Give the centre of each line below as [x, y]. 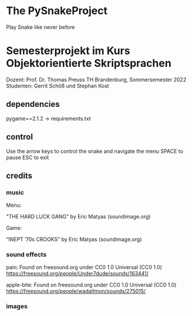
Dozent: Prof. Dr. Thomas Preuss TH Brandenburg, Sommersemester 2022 [96, 79]
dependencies [33, 104]
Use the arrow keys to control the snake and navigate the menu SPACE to [95, 151]
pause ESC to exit [28, 157]
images [17, 307]
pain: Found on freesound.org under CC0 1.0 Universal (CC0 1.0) [84, 267]
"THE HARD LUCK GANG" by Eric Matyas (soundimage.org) [78, 217]
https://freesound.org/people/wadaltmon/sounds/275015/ [76, 291]
